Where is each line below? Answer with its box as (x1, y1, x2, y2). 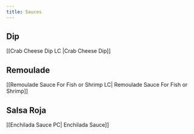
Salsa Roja (6, 105, 47, 115)
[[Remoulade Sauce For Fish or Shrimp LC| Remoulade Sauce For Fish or (6, 81, 188, 89)
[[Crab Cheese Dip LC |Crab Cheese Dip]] (6, 47, 111, 55)
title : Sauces (6, 8, 42, 15)
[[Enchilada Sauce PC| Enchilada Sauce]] (6, 121, 109, 129)
